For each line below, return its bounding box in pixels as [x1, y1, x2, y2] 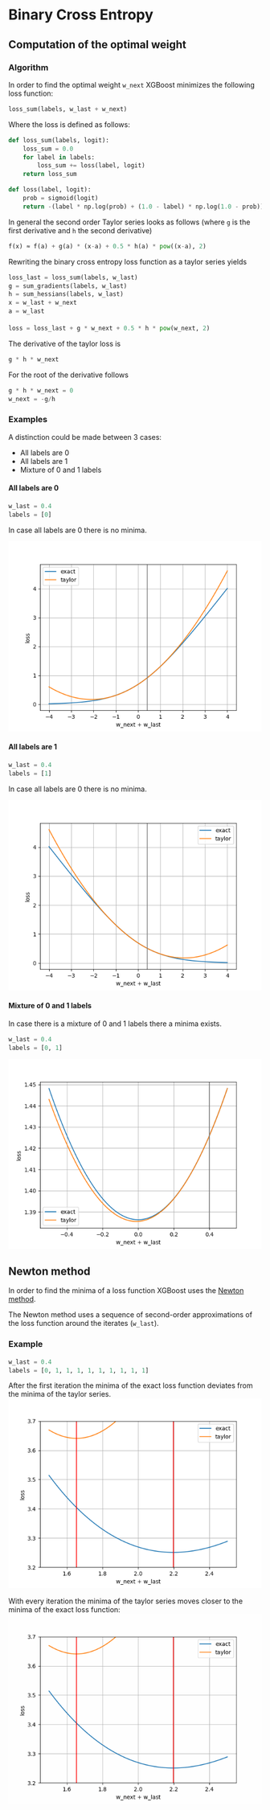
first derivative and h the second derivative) [8, 225, 153, 235]
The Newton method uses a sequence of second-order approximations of [8, 1310, 253, 1320]
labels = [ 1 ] [8, 770, 52, 778]
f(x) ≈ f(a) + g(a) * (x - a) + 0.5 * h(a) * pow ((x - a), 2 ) [8, 242, 207, 250]
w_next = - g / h [8, 395, 56, 403]
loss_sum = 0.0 [22, 145, 74, 153]
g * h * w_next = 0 [8, 386, 74, 395]
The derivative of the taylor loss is [8, 339, 121, 348]
